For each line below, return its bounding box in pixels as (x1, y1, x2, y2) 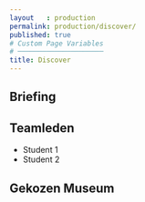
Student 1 (22, 145, 58, 156)
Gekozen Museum (9, 180, 115, 196)
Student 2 (22, 154, 60, 165)
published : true (9, 30, 71, 39)
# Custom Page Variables (9, 38, 104, 48)
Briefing (9, 89, 57, 105)
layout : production (9, 13, 96, 23)
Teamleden (9, 120, 75, 136)
